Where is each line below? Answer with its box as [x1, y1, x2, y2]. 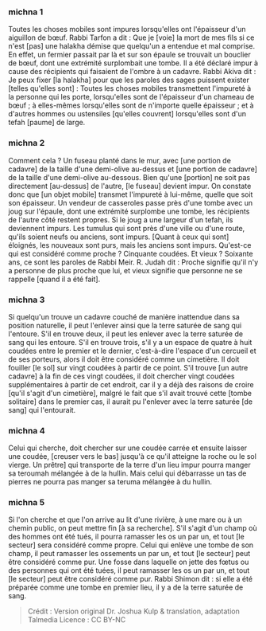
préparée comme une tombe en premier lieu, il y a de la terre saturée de [8, 582, 244, 592]
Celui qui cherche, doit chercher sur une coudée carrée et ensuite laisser [8, 443, 248, 453]
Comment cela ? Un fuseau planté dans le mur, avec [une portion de [8, 155, 232, 165]
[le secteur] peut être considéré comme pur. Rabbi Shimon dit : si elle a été [8, 574, 253, 584]
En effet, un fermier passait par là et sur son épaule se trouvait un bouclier [8, 50, 252, 60]
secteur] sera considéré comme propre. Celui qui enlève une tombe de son [8, 540, 254, 550]
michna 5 [8, 497, 45, 508]
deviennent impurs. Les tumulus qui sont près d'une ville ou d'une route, [8, 223, 245, 233]
